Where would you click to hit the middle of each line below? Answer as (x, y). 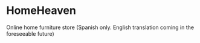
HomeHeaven (41, 11)
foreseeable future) (30, 33)
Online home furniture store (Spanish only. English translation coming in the (100, 27)
